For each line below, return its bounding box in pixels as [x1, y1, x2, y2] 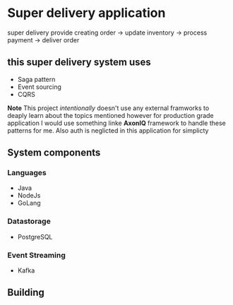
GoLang [17, 199, 41, 208]
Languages [7, 168, 47, 178]
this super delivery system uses [7, 56, 152, 68]
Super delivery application [7, 5, 166, 21]
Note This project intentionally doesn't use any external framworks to [7, 104, 210, 112]
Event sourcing [17, 83, 62, 91]
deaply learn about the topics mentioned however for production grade [7, 111, 214, 119]
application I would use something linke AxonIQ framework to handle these [7, 119, 226, 127]
